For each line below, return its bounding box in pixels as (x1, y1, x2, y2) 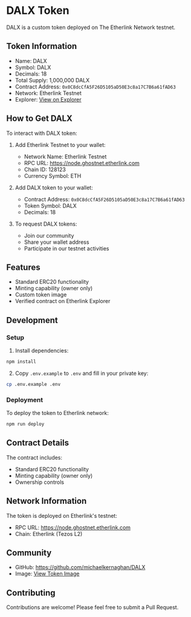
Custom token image (15, 291, 67, 298)
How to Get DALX (6, 113, 73, 124)
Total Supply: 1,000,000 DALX (15, 76, 90, 83)
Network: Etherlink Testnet (15, 89, 82, 97)
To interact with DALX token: (6, 129, 77, 137)
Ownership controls (15, 478, 65, 486)
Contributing (6, 587, 56, 598)
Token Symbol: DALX (24, 202, 77, 209)
